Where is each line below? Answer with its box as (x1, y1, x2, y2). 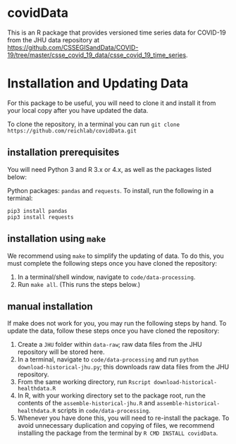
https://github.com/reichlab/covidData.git (7, 127, 137, 135)
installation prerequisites (7, 147, 120, 159)
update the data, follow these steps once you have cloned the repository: (7, 326, 220, 335)
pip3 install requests (7, 214, 74, 221)
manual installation (7, 300, 93, 312)
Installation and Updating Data (7, 75, 189, 92)
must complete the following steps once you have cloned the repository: (7, 259, 217, 267)
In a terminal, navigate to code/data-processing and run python (17, 355, 199, 364)
